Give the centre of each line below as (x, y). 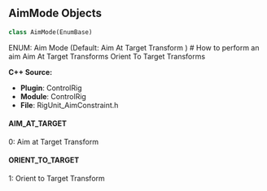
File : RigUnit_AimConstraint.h (69, 105)
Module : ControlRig (53, 96)
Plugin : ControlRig (51, 88)
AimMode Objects (55, 13)
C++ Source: (31, 72)
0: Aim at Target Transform (54, 141)
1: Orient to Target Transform (57, 179)
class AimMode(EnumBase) (50, 32)
